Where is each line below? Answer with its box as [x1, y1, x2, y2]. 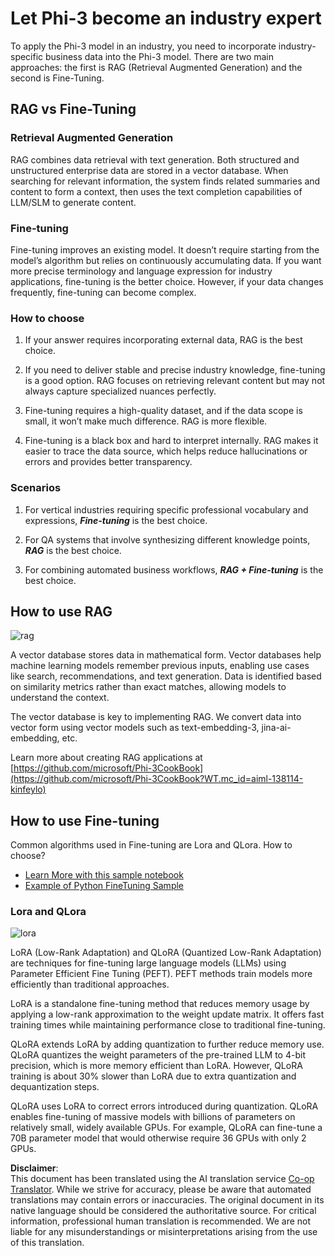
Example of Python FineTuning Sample [24, 880, 184, 892]
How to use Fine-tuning [10, 812, 160, 829]
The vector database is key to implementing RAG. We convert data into [10, 711, 302, 723]
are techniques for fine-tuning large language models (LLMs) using [10, 957, 287, 969]
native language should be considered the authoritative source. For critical [10, 1205, 317, 1217]
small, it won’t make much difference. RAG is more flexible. [24, 415, 268, 427]
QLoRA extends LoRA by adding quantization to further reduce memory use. [10, 1038, 325, 1051]
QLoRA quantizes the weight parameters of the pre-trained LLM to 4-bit [10, 1049, 306, 1061]
